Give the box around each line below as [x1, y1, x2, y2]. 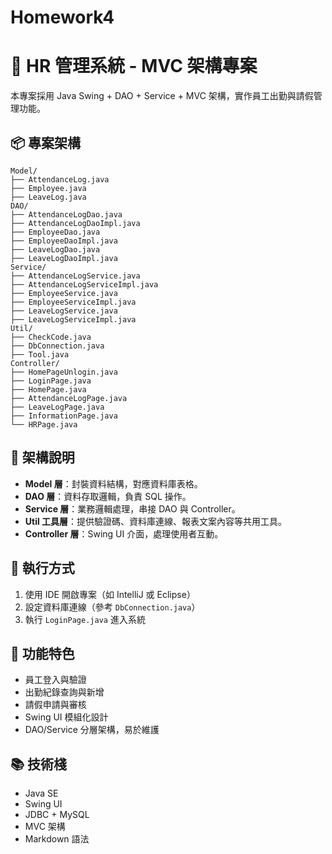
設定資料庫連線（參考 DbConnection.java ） [24, 601, 201, 613]
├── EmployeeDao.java [10, 227, 101, 237]
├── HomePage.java [10, 384, 87, 395]
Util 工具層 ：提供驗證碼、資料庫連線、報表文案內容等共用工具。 [24, 515, 288, 527]
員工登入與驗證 [24, 674, 87, 686]
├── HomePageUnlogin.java [10, 367, 118, 377]
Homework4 [10, 6, 115, 29]
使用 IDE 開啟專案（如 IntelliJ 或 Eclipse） [24, 588, 196, 600]
